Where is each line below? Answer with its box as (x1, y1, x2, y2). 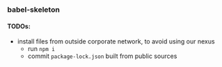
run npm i (27, 45, 56, 53)
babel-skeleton (7, 5, 61, 15)
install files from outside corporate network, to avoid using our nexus (17, 37, 215, 46)
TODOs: (7, 22, 31, 30)
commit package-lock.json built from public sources (27, 52, 177, 60)
